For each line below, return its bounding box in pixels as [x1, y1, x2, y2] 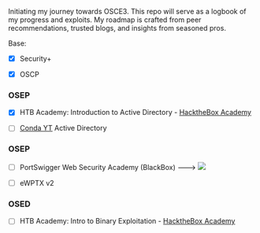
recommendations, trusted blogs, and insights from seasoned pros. [8, 24, 227, 32]
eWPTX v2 [19, 178, 54, 187]
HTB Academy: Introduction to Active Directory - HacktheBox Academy [19, 108, 252, 117]
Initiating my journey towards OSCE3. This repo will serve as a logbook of [8, 7, 247, 16]
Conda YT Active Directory [19, 124, 108, 133]
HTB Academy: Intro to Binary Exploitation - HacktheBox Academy [19, 216, 236, 226]
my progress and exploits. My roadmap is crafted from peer [8, 15, 202, 24]
